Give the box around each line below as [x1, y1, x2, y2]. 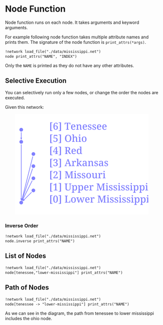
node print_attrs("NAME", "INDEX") [5, 54, 77, 59]
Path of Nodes [5, 283, 49, 292]
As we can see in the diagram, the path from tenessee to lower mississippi [5, 310, 154, 316]
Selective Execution [5, 77, 67, 85]
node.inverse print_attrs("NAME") [5, 239, 75, 244]
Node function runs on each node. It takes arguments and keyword [5, 19, 140, 25]
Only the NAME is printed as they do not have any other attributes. [5, 62, 134, 68]
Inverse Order [5, 222, 38, 229]
